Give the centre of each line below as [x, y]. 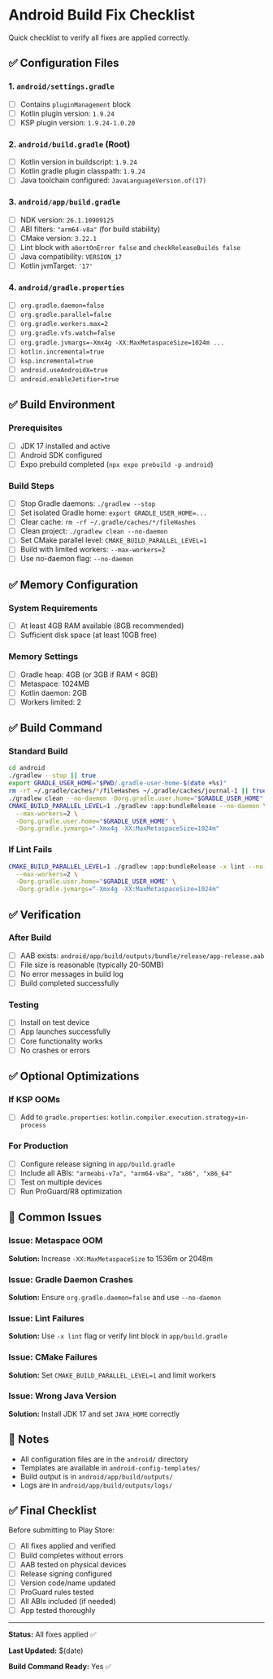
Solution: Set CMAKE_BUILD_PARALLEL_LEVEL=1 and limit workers [113, 1375]
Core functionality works [61, 1041]
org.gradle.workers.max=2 [64, 324]
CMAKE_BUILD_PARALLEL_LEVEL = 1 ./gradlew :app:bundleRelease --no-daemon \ [138, 806]
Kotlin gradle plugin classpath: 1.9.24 [83, 171]
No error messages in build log [72, 974]
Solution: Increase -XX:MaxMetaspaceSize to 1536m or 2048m [111, 1258]
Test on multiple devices [61, 1182]
